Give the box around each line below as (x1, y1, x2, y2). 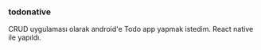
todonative (8, 6, 52, 17)
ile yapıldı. (8, 33, 41, 42)
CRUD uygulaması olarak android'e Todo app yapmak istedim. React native (8, 25, 254, 34)
